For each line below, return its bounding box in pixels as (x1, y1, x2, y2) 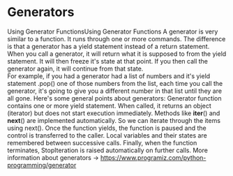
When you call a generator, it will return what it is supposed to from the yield (7, 50, 227, 58)
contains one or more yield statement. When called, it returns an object (7, 101, 211, 110)
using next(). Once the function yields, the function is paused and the (7, 124, 207, 132)
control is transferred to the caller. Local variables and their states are (7, 131, 207, 140)
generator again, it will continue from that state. (7, 64, 144, 73)
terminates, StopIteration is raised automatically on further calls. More (7, 146, 208, 154)
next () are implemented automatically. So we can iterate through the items (7, 116, 221, 124)
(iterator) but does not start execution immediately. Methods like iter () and (7, 109, 220, 117)
